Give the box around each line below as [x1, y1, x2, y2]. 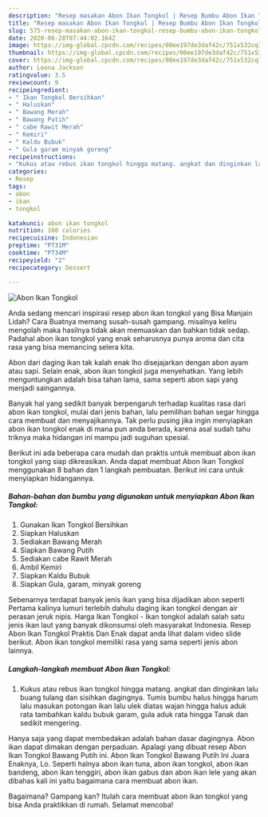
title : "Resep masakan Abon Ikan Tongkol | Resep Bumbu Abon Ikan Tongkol [8, 19, 262, 27]
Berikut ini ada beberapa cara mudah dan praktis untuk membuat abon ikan [8, 448, 256, 458]
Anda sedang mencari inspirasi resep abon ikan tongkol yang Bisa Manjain [8, 308, 253, 318]
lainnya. [8, 646, 34, 656]
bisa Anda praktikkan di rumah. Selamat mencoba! [8, 800, 174, 810]
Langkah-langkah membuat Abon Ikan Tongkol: [8, 664, 171, 674]
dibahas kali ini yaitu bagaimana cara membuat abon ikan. [8, 776, 199, 786]
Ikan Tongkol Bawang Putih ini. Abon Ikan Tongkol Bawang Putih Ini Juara [8, 751, 250, 760]
